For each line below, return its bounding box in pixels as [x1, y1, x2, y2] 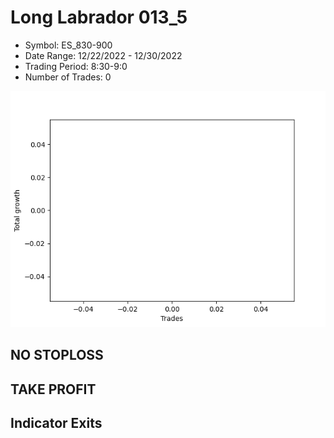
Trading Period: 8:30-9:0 [24, 60, 128, 72]
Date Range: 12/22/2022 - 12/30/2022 [24, 49, 183, 61]
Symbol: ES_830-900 [24, 39, 113, 51]
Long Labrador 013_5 [10, 6, 188, 29]
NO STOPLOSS [10, 347, 104, 364]
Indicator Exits [10, 415, 103, 432]
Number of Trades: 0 [24, 71, 112, 83]
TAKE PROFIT [10, 381, 97, 398]
